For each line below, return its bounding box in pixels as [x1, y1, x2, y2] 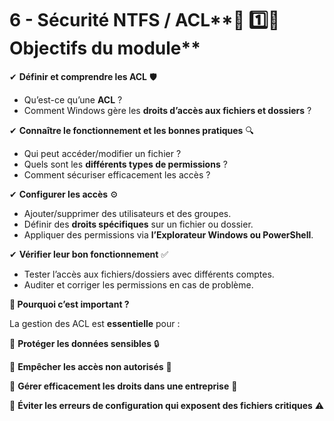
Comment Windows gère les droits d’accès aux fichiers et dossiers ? [23, 104, 312, 116]
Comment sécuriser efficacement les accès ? [23, 168, 211, 181]
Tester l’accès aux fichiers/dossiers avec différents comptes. [23, 268, 275, 280]
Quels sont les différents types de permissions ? [23, 158, 228, 170]
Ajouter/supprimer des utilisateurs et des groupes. [23, 207, 232, 219]
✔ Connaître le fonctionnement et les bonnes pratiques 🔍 [9, 124, 254, 136]
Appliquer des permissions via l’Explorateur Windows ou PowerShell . [23, 228, 314, 241]
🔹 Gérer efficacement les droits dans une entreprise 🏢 [9, 380, 238, 392]
